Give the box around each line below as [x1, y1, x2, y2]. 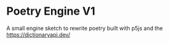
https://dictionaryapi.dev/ [6, 31, 71, 38]
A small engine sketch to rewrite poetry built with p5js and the [6, 24, 163, 32]
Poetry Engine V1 [6, 4, 95, 18]
